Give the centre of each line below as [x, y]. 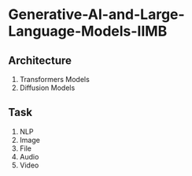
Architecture [40, 60]
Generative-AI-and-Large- [96, 15]
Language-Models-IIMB [88, 31]
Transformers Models [55, 79]
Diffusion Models [47, 88]
